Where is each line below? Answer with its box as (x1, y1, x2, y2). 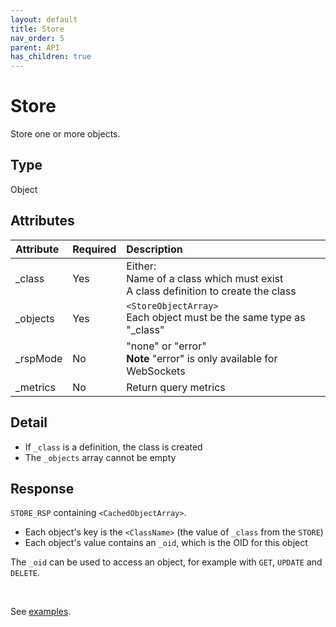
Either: (126, 259, 157, 273)
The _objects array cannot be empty (24, 451, 177, 463)
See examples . (10, 606, 72, 618)
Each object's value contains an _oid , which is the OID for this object (24, 537, 308, 549)
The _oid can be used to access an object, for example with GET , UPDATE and (10, 556, 323, 568)
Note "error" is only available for (126, 351, 278, 365)
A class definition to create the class (126, 284, 297, 298)
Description (126, 242, 183, 256)
